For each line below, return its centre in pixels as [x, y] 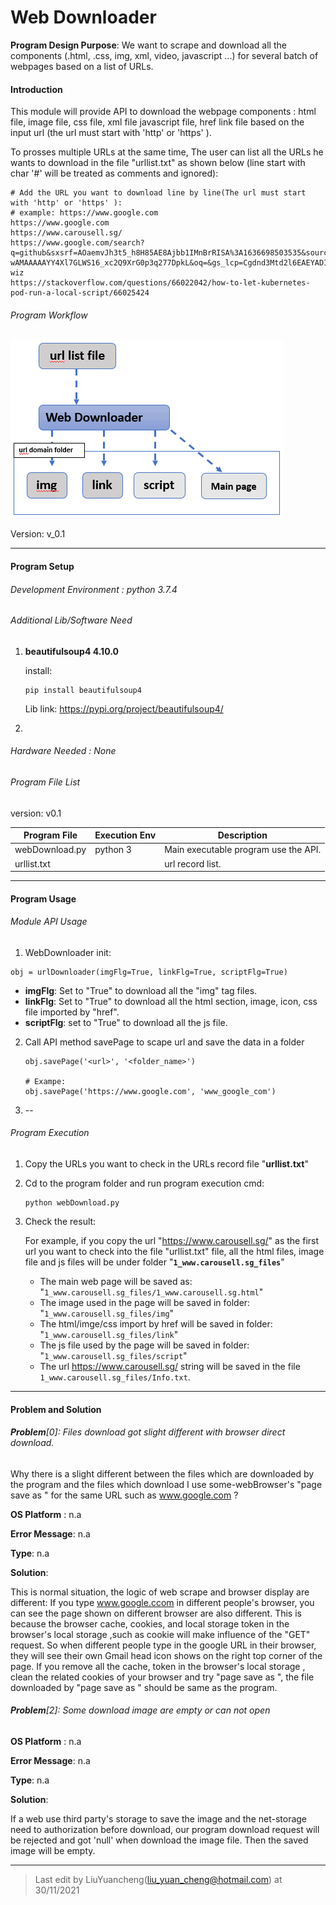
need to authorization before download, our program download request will [165, 1830]
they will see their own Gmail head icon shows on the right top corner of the [166, 1655]
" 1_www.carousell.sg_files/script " [113, 1356]
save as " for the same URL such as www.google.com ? [124, 1495]
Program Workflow [49, 315]
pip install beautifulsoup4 [83, 690]
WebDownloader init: [68, 952]
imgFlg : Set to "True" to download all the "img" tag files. [141, 990]
